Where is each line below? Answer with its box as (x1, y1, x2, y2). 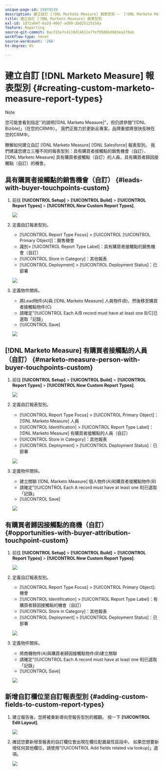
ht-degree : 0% (5, 43, 34, 48)
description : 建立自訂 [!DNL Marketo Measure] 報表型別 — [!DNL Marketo (5, 12, 152, 17)
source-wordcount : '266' (5, 39, 56, 44)
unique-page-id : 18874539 (5, 7, 58, 12)
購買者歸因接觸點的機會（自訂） (19, 602, 84, 608)
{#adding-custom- (89, 692, 148, 701)
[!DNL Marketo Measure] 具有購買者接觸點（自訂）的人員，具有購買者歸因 (5, 154, 155, 160)
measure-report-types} (5, 93, 103, 104)
